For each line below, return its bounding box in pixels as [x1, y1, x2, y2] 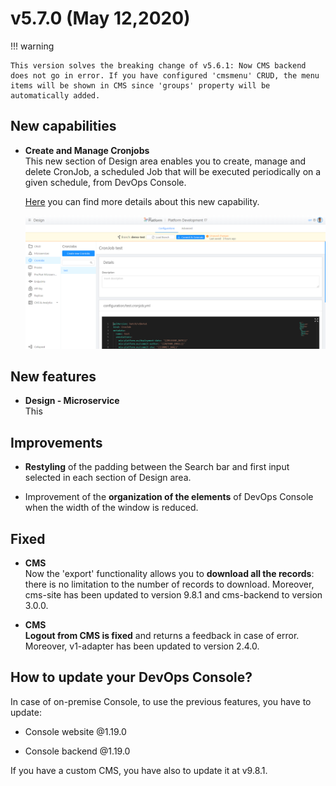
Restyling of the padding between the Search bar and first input [24, 461, 290, 473]
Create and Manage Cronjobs [24, 144, 150, 156]
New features [10, 368, 97, 386]
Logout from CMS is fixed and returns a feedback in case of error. [24, 630, 300, 642]
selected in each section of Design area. [24, 472, 192, 484]
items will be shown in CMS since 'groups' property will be [10, 80, 271, 91]
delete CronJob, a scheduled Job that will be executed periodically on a [24, 165, 322, 177]
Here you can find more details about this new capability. [24, 195, 260, 207]
